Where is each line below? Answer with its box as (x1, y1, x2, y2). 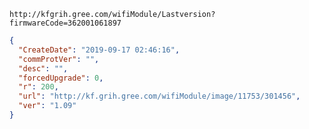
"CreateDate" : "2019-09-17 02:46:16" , (18, 45, 181, 55)
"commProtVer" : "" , (18, 54, 100, 64)
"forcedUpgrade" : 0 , (18, 73, 104, 83)
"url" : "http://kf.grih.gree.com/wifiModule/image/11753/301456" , (18, 91, 301, 102)
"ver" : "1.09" (18, 101, 77, 111)
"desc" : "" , (18, 63, 69, 74)
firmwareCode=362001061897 (9, 18, 122, 28)
